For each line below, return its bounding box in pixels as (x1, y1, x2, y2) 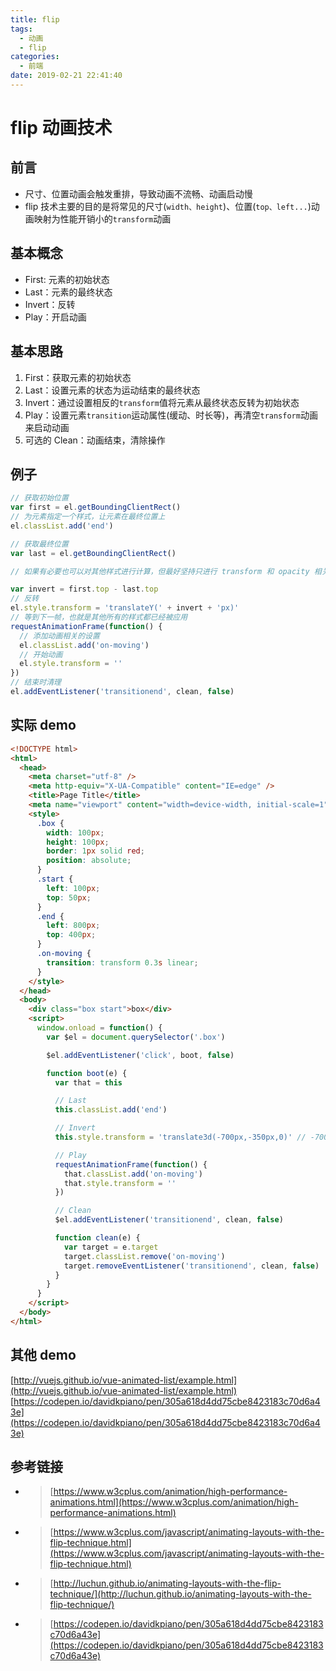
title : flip (10, 14, 60, 25)
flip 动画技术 (10, 117, 113, 140)
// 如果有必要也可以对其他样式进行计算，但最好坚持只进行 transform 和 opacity (10, 566, 310, 576)
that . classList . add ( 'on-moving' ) (63, 1169, 203, 1179)
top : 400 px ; (46, 930, 97, 940)
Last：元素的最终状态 (24, 286, 113, 298)
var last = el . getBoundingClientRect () (10, 548, 177, 558)
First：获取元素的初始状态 (24, 371, 132, 383)
